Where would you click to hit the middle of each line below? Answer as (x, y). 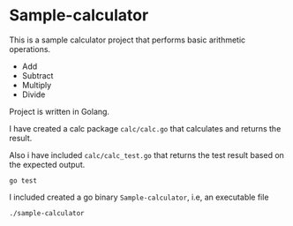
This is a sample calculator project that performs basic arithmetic (128, 40)
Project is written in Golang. (60, 111)
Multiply (37, 85)
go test (23, 181)
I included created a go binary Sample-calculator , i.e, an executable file (139, 197)
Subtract (38, 75)
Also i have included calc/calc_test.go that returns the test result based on (147, 154)
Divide (34, 94)
